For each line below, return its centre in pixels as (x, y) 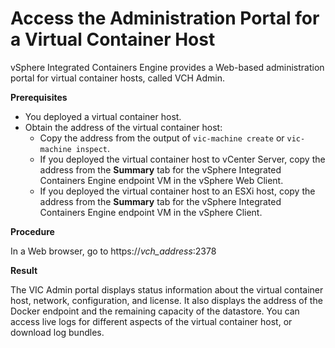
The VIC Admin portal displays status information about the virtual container (167, 289)
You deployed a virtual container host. (103, 116)
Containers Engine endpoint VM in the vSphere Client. (151, 212)
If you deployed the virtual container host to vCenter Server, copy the (182, 159)
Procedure (32, 231)
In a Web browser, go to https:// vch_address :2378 (113, 251)
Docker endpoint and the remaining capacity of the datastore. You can (155, 311)
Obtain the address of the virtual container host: (123, 127)
